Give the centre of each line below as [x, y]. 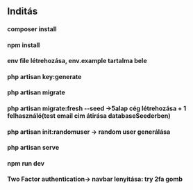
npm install [24, 45]
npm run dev [26, 163]
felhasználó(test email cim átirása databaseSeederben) [89, 115]
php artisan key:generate [44, 76]
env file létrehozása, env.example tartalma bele [77, 61]
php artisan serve [33, 148]
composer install [32, 29]
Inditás [23, 11]
